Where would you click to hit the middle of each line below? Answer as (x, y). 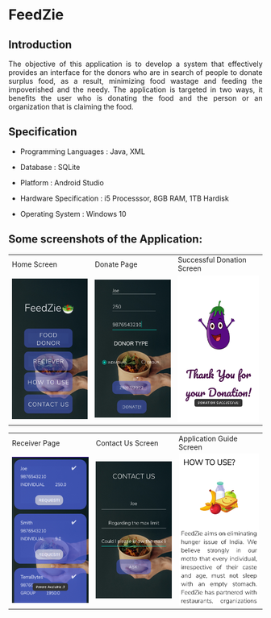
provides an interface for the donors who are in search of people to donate (135, 73)
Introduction (40, 45)
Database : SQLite (50, 167)
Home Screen (35, 264)
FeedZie (36, 15)
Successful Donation (213, 260)
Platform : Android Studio (62, 182)
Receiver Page (36, 443)
